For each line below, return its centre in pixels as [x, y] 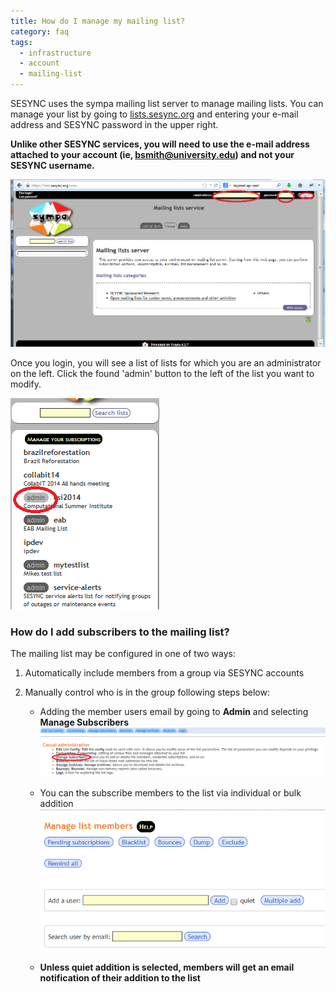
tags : [21, 42]
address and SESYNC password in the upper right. [114, 124]
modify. [26, 384]
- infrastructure [55, 53]
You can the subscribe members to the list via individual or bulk [170, 792]
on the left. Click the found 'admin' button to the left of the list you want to [162, 373]
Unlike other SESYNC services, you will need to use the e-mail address [160, 144]
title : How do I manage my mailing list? [98, 21]
